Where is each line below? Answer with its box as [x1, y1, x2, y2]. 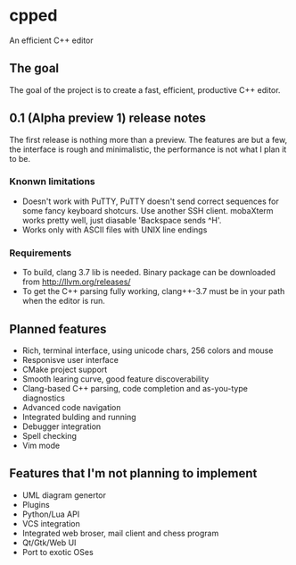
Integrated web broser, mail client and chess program [21, 527, 219, 538]
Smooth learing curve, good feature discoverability [21, 373, 210, 384]
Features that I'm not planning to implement [9, 466, 258, 481]
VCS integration [21, 518, 80, 528]
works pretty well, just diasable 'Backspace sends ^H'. [21, 215, 222, 225]
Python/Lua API [21, 509, 80, 519]
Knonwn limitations [9, 175, 95, 188]
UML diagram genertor [21, 489, 107, 501]
